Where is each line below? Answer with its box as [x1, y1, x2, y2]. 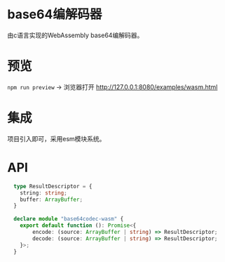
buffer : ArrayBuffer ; [20, 196, 83, 203]
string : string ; [20, 189, 68, 197]
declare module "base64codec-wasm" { [13, 216, 124, 223]
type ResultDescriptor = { [13, 183, 93, 190]
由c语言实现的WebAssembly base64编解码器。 [7, 31, 144, 39]
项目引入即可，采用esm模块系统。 [7, 134, 106, 143]
